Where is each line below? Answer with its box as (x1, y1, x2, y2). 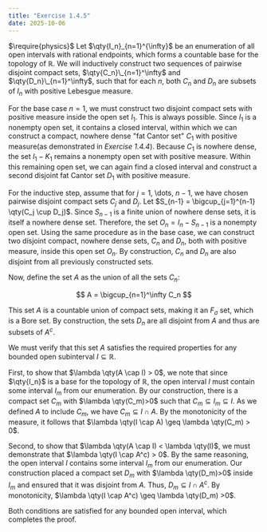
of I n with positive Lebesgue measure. (8, 86, 133, 98)
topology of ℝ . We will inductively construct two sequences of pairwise (8, 58, 242, 68)
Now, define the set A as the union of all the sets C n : (8, 272, 180, 284)
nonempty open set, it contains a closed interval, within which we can (8, 122, 238, 132)
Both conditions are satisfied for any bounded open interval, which (8, 506, 227, 515)
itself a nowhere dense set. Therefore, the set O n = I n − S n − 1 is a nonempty (8, 217, 257, 228)
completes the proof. (8, 514, 77, 524)
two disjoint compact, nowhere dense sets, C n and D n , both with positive (8, 236, 247, 248)
